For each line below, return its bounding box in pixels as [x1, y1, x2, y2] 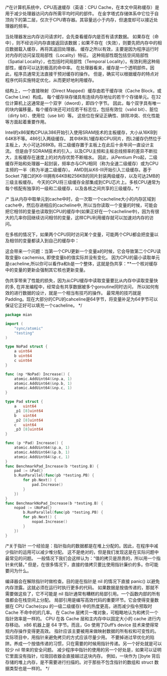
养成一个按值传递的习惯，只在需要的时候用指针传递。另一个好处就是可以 [13, 640, 162, 646]
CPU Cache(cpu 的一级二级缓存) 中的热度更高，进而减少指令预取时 [14, 603, 153, 609]
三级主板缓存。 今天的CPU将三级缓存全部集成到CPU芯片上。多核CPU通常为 [5, 179, 161, 185]
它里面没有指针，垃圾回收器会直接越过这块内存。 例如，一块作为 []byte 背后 [5, 653, 161, 659]
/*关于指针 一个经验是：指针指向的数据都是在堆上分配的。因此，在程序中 [5, 543, 154, 549]
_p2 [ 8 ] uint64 [14, 418, 43, 423]
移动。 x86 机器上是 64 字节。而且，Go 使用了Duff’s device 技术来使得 [9, 622, 155, 628]
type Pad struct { [5, 399, 43, 404]
